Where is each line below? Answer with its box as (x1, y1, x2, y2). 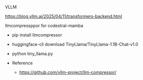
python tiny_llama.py (12, 51, 53, 56)
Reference (12, 60, 33, 66)
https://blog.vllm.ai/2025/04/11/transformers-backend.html (5, 13, 122, 19)
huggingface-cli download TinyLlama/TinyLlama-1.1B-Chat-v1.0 (12, 41, 139, 47)
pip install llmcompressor (12, 32, 62, 38)
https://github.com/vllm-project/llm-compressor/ (19, 69, 117, 75)
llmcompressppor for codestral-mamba (5, 23, 84, 28)
